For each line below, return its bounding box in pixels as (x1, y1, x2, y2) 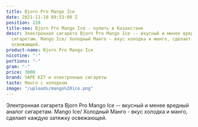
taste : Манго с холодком (6, 80, 67, 86)
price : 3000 (6, 69, 35, 75)
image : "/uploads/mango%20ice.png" (6, 86, 94, 92)
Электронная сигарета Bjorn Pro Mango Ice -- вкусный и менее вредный (6, 102, 189, 109)
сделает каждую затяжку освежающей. (6, 114, 107, 121)
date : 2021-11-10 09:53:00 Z (6, 14, 78, 20)
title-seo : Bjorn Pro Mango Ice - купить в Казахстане (6, 25, 144, 31)
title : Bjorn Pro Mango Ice (6, 8, 75, 15)
